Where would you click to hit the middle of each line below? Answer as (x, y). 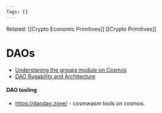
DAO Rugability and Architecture (55, 76)
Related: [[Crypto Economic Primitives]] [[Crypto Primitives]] (81, 29)
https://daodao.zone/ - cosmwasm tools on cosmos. (80, 103)
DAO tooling (22, 90)
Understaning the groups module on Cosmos (71, 70)
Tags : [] (17, 12)
